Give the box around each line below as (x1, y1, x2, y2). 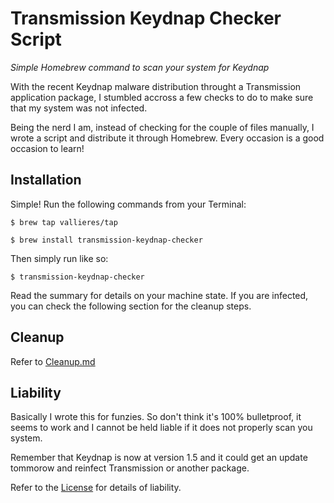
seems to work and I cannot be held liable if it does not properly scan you (10, 422, 313, 434)
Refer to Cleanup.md (10, 355, 96, 367)
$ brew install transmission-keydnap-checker (10, 235, 203, 245)
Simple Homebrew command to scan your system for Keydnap (10, 61, 270, 73)
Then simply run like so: (10, 252, 109, 264)
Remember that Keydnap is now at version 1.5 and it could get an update (10, 452, 308, 464)
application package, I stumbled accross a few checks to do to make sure (10, 91, 314, 103)
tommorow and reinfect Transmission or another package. (10, 462, 250, 474)
